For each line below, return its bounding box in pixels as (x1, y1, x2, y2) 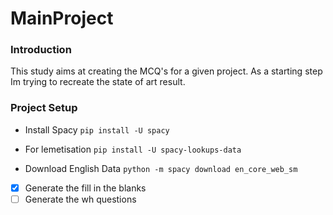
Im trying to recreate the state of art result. (10, 76, 186, 88)
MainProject (10, 7, 114, 30)
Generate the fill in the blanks (24, 182, 147, 194)
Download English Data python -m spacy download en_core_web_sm (24, 162, 298, 174)
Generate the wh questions (24, 193, 137, 205)
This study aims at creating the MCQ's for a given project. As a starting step (10, 65, 323, 77)
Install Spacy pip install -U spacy (24, 123, 170, 136)
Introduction (10, 43, 72, 57)
